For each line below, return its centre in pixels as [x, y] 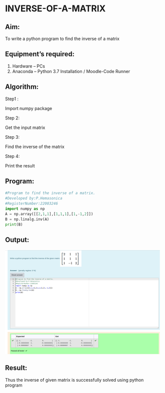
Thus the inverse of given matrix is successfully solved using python [74, 380]
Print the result [20, 165]
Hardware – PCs [28, 66]
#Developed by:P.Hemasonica [34, 198]
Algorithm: [22, 87]
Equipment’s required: [40, 54]
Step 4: [13, 156]
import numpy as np [25, 209]
